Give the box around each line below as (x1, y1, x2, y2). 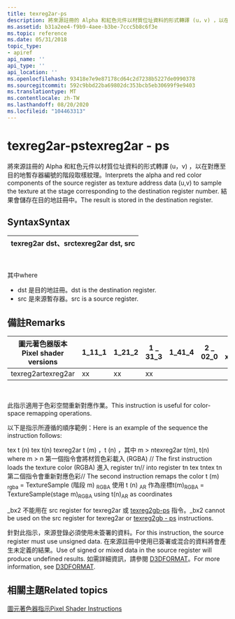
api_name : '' (7, 56, 45, 63)
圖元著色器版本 (18, 339, 68, 349)
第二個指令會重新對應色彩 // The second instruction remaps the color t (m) (7, 472, 220, 481)
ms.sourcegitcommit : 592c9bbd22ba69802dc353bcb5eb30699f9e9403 (7, 82, 196, 89)
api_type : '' (7, 62, 45, 69)
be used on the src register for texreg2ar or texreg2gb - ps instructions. (7, 513, 214, 522)
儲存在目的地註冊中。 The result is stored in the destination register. (19, 195, 213, 204)
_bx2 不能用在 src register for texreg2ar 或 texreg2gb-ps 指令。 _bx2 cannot (7, 506, 225, 514)
